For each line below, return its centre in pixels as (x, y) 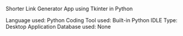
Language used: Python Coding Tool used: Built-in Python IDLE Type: (92, 20)
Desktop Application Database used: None (58, 27)
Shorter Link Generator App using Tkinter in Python (69, 9)
